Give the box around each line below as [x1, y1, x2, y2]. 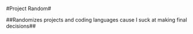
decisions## [6, 23, 36, 29]
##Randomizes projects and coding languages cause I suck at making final [6, 16, 188, 23]
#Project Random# [6, 5, 52, 12]
